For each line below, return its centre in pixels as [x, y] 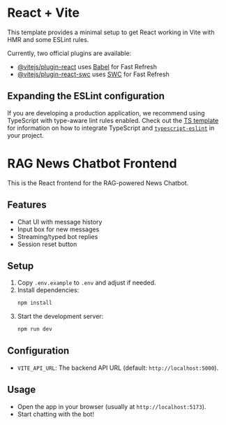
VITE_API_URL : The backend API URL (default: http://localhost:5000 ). [118, 368]
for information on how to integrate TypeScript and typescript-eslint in [111, 128]
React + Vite [44, 13]
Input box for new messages [58, 229]
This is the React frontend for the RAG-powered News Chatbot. [98, 182]
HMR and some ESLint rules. [48, 39]
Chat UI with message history [60, 222]
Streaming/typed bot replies [58, 236]
